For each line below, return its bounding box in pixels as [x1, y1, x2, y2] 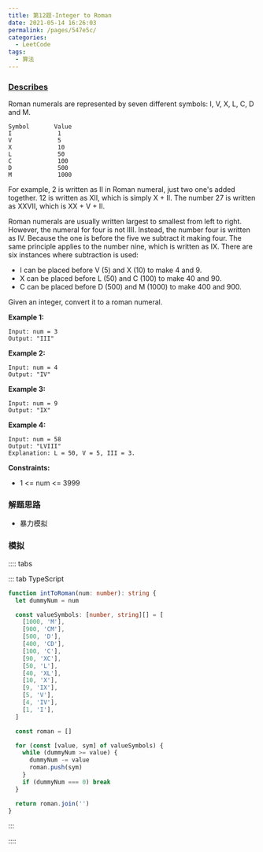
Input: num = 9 [8, 400, 58, 408]
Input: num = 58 [8, 436, 61, 444]
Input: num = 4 [8, 363, 58, 372]
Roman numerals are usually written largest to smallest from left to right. [8, 217, 243, 227]
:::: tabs [8, 559, 33, 568]
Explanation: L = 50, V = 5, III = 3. [8, 449, 135, 457]
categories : [8, 33, 47, 42]
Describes [8, 81, 49, 92]
